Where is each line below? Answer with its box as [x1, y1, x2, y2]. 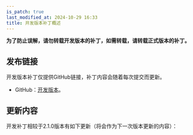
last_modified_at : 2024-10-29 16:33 [6, 14, 98, 20]
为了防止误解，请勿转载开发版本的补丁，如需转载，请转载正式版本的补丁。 [6, 37, 190, 44]
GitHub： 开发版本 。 [14, 86, 64, 94]
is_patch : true [6, 8, 44, 15]
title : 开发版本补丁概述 [6, 20, 61, 26]
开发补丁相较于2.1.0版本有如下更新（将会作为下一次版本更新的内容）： [6, 122, 178, 130]
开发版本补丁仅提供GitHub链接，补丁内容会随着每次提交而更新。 [6, 73, 165, 81]
